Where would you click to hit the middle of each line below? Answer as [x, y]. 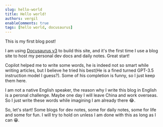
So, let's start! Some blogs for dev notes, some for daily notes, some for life [81, 110]
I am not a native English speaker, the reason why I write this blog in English [81, 90]
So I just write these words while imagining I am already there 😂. [70, 100]
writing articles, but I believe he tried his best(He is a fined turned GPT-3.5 [80, 70]
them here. [16, 81]
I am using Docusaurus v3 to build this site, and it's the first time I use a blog [81, 51]
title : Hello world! [26, 14]
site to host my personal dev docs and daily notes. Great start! [67, 56]
